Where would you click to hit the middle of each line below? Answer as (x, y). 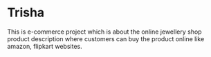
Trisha (26, 13)
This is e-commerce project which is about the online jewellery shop (104, 32)
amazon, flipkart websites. (45, 46)
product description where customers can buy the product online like (106, 38)
